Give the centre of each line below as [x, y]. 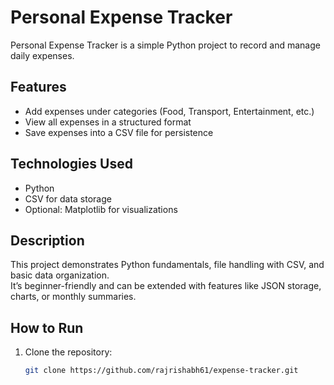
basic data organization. [60, 275]
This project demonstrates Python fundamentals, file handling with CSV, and [167, 265]
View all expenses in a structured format [108, 122]
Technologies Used [71, 164]
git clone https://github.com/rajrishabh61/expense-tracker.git [161, 371]
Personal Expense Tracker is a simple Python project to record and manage [165, 45]
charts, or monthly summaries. [73, 297]
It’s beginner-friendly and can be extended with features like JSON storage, [166, 286]
